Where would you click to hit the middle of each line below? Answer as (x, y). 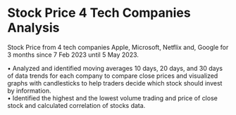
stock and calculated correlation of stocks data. (76, 105)
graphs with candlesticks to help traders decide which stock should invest (115, 83)
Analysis (33, 28)
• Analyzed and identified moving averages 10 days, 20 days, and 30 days (115, 68)
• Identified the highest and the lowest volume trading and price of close (113, 98)
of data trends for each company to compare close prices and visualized (113, 76)
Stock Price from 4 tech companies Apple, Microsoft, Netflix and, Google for (118, 47)
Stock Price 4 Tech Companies (99, 13)
